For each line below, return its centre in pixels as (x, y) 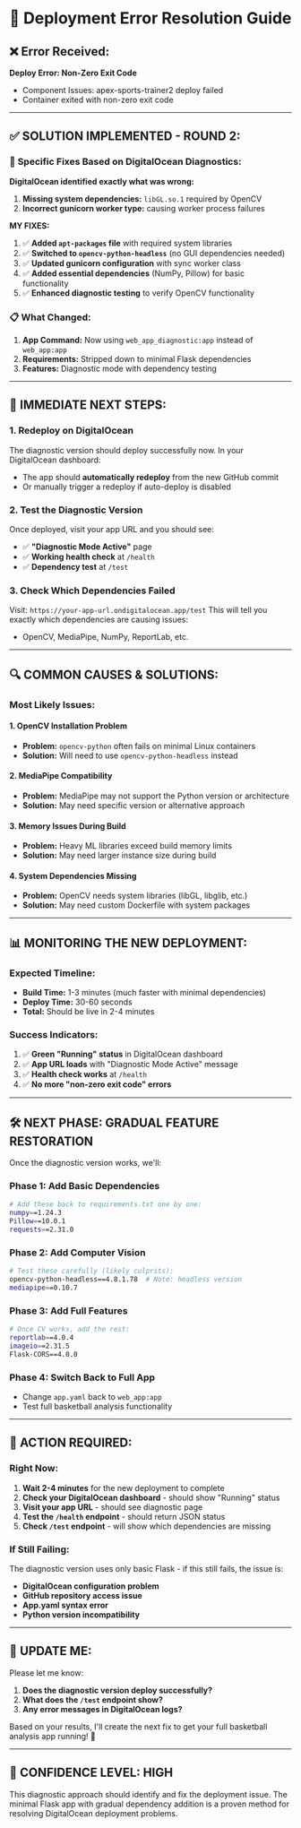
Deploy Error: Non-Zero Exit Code (73, 73)
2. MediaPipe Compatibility (61, 776)
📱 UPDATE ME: (51, 1651)
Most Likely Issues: (52, 704)
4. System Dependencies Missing (73, 875)
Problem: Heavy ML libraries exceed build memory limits (127, 846)
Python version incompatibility (81, 1614)
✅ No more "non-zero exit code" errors (97, 1084)
